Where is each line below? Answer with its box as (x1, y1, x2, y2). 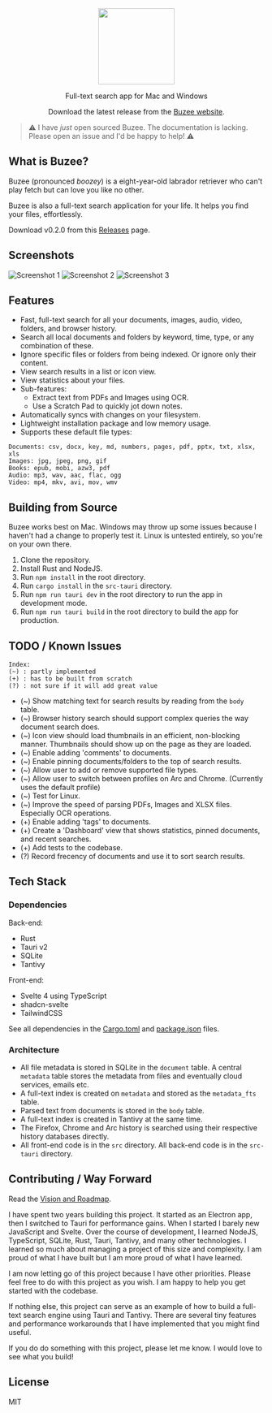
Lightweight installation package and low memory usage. (19, 418, 211, 429)
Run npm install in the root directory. (19, 573, 146, 582)
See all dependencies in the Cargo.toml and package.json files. (8, 1023, 220, 1034)
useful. (8, 1327, 32, 1337)
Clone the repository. (19, 555, 91, 565)
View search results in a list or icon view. (19, 367, 157, 377)
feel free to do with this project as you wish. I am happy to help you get (8, 1277, 246, 1286)
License (8, 1376, 50, 1389)
